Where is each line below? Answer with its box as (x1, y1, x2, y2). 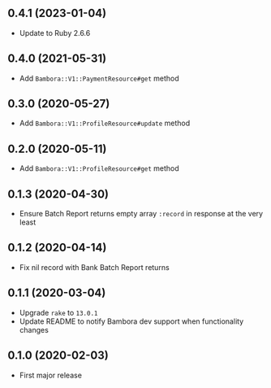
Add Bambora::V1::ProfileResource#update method (19, 118, 191, 129)
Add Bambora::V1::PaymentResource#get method (19, 73, 179, 83)
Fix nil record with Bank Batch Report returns (19, 262, 170, 272)
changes (19, 325, 49, 334)
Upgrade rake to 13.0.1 (19, 307, 98, 317)
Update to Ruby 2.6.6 (19, 28, 91, 37)
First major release (19, 370, 83, 380)
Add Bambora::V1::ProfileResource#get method (19, 163, 179, 173)
